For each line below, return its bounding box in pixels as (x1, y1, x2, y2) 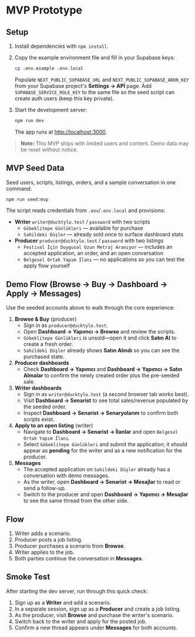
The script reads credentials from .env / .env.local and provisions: (6, 207, 166, 214)
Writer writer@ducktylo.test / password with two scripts (14, 219, 151, 226)
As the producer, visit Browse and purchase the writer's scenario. (14, 611, 174, 619)
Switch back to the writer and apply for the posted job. (14, 618, 147, 625)
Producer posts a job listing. (14, 536, 83, 543)
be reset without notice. (20, 146, 78, 153)
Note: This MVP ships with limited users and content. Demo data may (20, 140, 189, 147)
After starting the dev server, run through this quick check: (6, 588, 148, 595)
